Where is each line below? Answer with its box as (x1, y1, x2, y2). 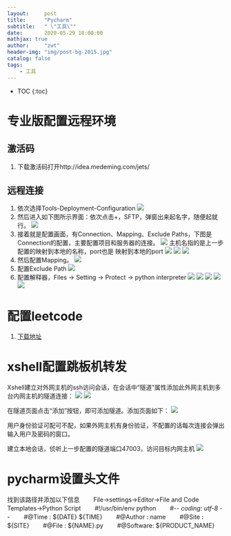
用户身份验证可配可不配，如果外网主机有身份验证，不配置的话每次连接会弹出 (7, 421, 225, 430)
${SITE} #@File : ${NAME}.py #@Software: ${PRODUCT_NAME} (7, 521, 215, 530)
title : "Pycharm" (7, 17, 72, 23)
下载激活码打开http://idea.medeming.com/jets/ (17, 162, 150, 171)
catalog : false (7, 55, 51, 62)
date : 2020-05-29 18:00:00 (7, 29, 103, 37)
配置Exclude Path (17, 265, 67, 273)
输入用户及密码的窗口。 (7, 430, 74, 439)
